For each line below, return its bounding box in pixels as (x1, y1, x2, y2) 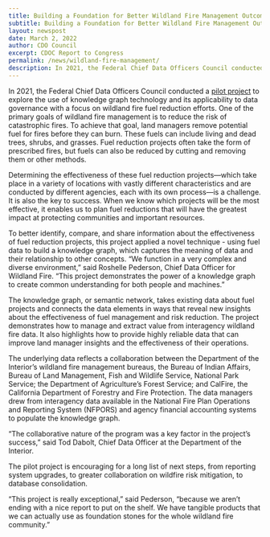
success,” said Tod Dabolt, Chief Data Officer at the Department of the (8, 437, 242, 447)
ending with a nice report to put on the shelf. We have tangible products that (8, 502, 261, 512)
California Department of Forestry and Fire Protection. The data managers (8, 387, 253, 397)
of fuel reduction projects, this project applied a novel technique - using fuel (8, 236, 260, 246)
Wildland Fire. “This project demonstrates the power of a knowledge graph (8, 271, 256, 281)
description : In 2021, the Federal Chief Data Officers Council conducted (8, 64, 264, 72)
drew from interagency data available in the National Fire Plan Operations (8, 396, 251, 406)
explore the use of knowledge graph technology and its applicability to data (8, 94, 259, 105)
